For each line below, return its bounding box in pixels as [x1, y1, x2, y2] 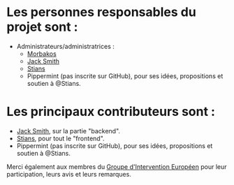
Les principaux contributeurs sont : [6, 104, 216, 119]
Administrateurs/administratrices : [16, 42, 115, 50]
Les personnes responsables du [6, 4, 196, 20]
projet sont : [6, 19, 78, 35]
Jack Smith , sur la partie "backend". [16, 126, 120, 135]
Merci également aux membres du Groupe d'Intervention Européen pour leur [6, 162, 227, 171]
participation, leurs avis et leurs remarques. [6, 170, 132, 178]
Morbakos [27, 50, 57, 58]
